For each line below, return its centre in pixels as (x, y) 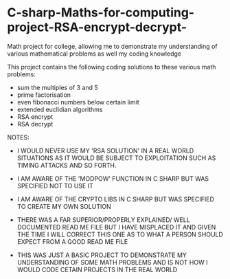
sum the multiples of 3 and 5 (57, 87)
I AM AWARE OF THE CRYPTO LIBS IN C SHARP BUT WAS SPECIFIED (116, 199)
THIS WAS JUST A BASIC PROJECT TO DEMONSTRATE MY (102, 255)
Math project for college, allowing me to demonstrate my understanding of (112, 46)
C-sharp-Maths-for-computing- (101, 13)
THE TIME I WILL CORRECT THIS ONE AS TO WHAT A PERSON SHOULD (120, 234)
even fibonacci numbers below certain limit (78, 102)
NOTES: (18, 137)
